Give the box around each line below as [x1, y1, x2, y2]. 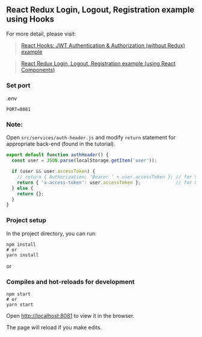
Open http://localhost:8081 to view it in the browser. [6, 312, 135, 319]
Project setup [6, 216, 46, 225]
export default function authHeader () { [6, 152, 109, 158]
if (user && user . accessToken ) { [11, 168, 96, 175]
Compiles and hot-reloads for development [6, 278, 135, 286]
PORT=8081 [6, 106, 31, 113]
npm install [6, 241, 36, 247]
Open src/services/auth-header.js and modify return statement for [6, 134, 176, 141]
